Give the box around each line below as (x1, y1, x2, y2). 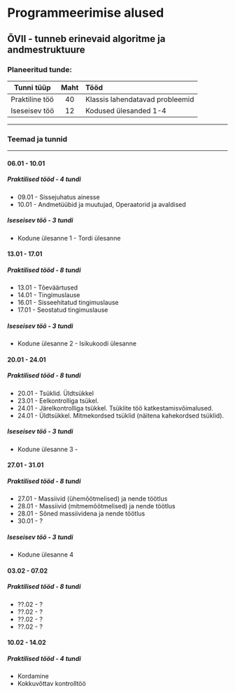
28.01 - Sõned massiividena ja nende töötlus (17, 509, 145, 518)
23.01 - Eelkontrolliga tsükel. (17, 396, 99, 405)
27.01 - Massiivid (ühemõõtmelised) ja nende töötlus (17, 494, 168, 503)
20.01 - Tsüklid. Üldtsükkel (17, 389, 94, 397)
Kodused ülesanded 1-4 (85, 106, 166, 115)
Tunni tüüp (13, 83, 51, 92)
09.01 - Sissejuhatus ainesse (17, 192, 100, 201)
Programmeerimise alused (7, 5, 164, 21)
